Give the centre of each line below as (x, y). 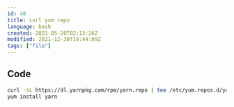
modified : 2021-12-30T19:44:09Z (54, 40)
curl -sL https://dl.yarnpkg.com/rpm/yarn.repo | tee (87, 90)
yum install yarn (32, 97)
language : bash (29, 26)
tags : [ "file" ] (29, 46)
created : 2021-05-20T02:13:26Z (53, 33)
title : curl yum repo (39, 20)
